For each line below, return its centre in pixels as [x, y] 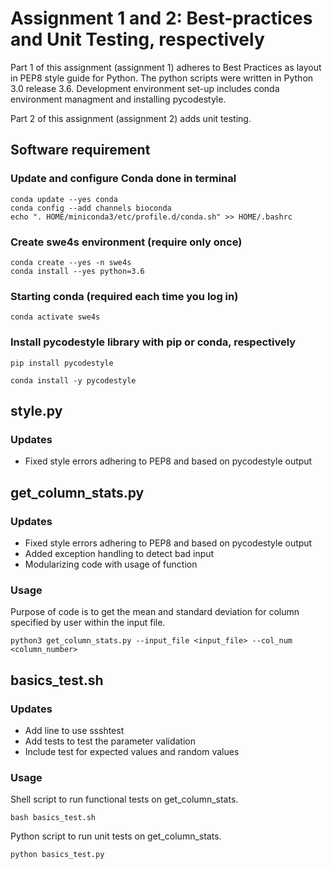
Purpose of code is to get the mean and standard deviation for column [155, 612]
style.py [36, 410]
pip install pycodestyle [62, 363]
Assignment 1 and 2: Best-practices [161, 18]
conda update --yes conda [64, 199]
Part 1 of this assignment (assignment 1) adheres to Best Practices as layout [166, 67]
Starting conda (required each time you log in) [124, 296]
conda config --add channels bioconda [91, 208]
